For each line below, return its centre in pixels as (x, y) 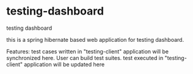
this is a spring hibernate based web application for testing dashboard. (95, 39)
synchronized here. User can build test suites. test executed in (85, 58)
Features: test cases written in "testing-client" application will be (88, 51)
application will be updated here (64, 64)
